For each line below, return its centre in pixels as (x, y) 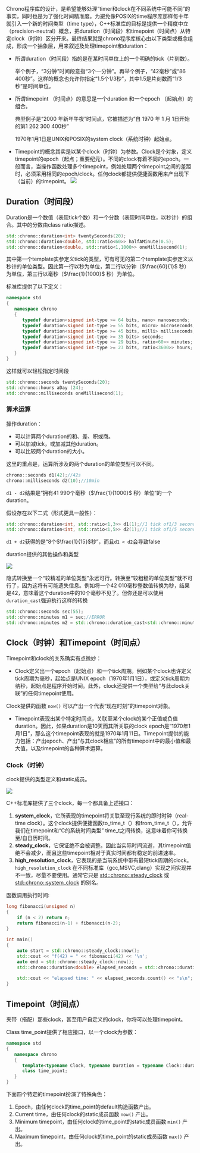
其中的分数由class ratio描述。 (53, 224)
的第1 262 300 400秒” (42, 126)
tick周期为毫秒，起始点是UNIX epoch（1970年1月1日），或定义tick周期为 (102, 678)
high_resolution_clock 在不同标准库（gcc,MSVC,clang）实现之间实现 (100, 868)
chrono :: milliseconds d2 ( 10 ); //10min (53, 481)
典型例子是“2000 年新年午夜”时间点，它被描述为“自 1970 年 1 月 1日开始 (102, 119)
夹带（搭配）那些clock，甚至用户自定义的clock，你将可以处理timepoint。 (96, 1020)
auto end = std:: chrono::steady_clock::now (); (76, 962)
